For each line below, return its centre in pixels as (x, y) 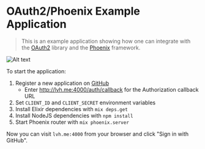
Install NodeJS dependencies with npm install (74, 115)
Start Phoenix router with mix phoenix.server (72, 122)
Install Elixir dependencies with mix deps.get (72, 109)
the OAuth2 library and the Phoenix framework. (81, 48)
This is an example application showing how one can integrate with (106, 41)
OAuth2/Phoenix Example (73, 11)
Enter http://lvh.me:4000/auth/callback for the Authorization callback (111, 89)
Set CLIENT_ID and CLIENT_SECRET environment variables (85, 103)
